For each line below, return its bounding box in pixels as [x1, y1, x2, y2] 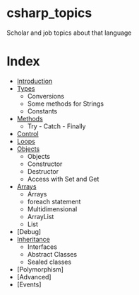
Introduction [16, 77, 53, 85]
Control [16, 129, 40, 138]
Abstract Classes [27, 250, 78, 258]
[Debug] [16, 227, 42, 235]
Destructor [27, 167, 59, 175]
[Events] [16, 280, 42, 289]
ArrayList [27, 212, 54, 221]
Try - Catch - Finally [27, 122, 86, 130]
